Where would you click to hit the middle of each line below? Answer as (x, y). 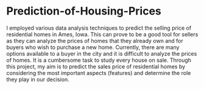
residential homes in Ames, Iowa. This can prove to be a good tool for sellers (102, 34)
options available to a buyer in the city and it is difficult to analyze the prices (102, 53)
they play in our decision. (38, 79)
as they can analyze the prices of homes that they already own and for (95, 41)
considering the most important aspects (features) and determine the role (99, 73)
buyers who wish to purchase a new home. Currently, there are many (93, 47)
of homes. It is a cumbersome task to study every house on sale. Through (99, 60)
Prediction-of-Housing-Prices (84, 11)
